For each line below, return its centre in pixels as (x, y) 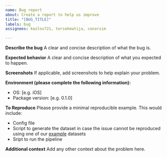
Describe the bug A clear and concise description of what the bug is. (78, 48)
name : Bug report (24, 10)
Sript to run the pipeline (38, 139)
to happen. (17, 63)
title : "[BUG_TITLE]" (28, 19)
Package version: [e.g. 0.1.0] (42, 98)
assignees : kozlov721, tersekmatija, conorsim (56, 29)
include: (14, 113)
